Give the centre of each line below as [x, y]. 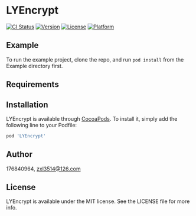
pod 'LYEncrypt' [26, 136]
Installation [27, 104]
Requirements [32, 84]
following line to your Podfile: [42, 125]
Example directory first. [35, 66]
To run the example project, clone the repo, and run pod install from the [95, 59]
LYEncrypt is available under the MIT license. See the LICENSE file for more [98, 201]
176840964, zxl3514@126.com [43, 169]
